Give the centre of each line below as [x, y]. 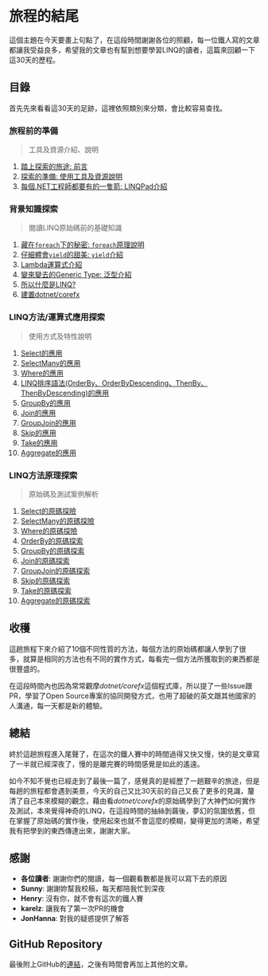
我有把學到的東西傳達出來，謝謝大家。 [72, 830]
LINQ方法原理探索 [43, 475]
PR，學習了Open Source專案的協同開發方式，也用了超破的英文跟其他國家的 [133, 696]
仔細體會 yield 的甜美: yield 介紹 [72, 255]
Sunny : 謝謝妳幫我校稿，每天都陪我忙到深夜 [93, 888]
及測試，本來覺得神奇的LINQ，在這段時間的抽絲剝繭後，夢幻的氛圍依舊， [129, 810]
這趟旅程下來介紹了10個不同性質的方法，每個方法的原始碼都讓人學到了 [124, 649]
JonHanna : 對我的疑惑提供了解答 [75, 919]
